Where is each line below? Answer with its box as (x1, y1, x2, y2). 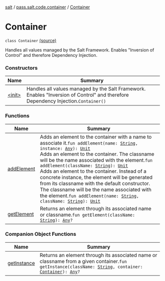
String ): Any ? (40, 217, 73, 223)
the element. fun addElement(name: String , (40, 192, 139, 199)
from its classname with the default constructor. (40, 180, 151, 187)
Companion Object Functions (5, 230, 77, 237)
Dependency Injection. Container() (26, 98, 107, 104)
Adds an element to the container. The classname (40, 151, 155, 157)
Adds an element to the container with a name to (40, 133, 152, 140)
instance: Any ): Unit (40, 146, 91, 151)
